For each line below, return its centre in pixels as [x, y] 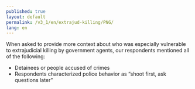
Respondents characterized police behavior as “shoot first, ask [90, 74]
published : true [26, 11]
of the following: [26, 56]
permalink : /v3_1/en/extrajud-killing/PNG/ [60, 22]
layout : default [26, 17]
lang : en [17, 28]
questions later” [34, 80]
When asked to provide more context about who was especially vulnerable [96, 44]
